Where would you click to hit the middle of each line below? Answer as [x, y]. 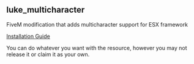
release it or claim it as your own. [48, 54]
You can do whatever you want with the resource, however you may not [97, 48]
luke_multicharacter [46, 10]
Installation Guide [28, 36]
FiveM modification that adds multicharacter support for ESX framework [97, 24]
